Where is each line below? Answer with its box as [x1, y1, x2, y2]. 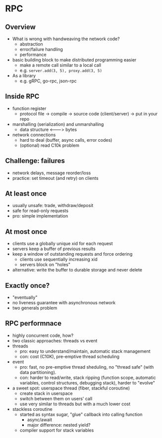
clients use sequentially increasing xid [19, 256, 98, 263]
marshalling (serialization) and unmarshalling [12, 121, 104, 127]
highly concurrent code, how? [12, 332, 74, 338]
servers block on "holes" [19, 262, 71, 268]
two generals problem [12, 305, 57, 311]
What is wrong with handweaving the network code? [12, 36, 120, 42]
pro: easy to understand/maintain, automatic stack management [19, 348, 151, 354]
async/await [27, 417, 52, 423]
